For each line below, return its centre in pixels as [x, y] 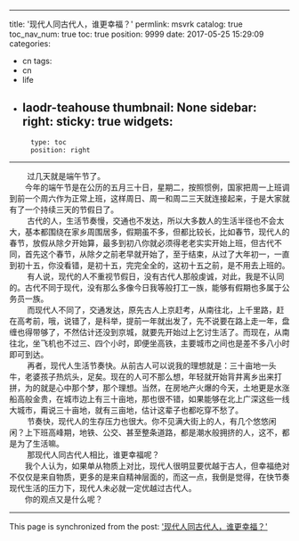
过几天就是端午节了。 [65, 176]
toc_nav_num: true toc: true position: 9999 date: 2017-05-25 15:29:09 [137, 34]
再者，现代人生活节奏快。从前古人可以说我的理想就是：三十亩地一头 [151, 365]
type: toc [48, 142]
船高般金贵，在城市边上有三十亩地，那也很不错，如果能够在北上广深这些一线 [149, 398]
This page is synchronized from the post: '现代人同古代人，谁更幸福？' [139, 526]
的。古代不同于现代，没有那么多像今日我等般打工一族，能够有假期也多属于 [145, 287]
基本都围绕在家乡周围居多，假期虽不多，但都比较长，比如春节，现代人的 [157, 232]
